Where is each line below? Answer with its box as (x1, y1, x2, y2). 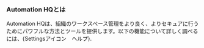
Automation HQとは (6, 5, 66, 13)
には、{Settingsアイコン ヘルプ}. (6, 35, 92, 43)
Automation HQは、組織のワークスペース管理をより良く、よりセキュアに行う (6, 20, 199, 28)
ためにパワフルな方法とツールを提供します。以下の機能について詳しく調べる (6, 28, 199, 35)
